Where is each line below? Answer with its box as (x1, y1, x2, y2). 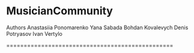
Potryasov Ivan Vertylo (6, 30, 63, 37)
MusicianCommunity (6, 4, 113, 18)
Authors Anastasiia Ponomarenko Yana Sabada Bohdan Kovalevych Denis (6, 24, 189, 31)
